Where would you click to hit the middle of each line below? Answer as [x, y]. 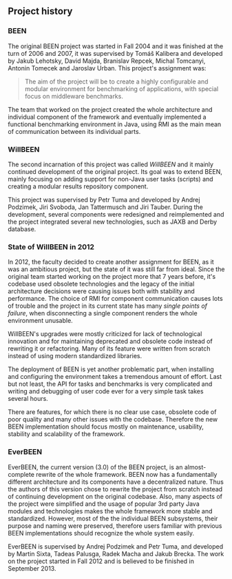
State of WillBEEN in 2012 [51, 246]
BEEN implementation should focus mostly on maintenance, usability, [106, 426]
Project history [40, 11]
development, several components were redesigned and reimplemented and [116, 214]
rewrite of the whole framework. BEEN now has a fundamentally [127, 474]
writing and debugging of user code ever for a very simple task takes [106, 391]
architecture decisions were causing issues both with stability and [101, 291]
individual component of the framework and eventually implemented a [107, 117]
